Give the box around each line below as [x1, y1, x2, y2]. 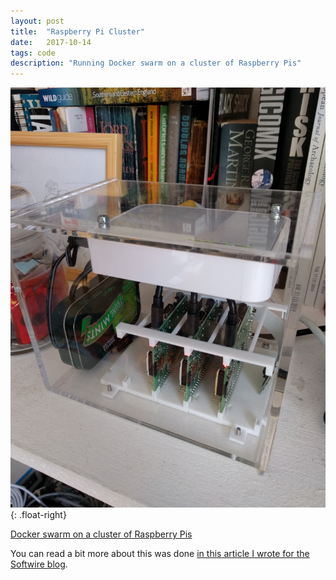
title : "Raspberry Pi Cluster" [10, 26, 145, 37]
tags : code [10, 48, 56, 58]
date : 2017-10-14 [10, 37, 92, 47]
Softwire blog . [10, 558, 68, 570]
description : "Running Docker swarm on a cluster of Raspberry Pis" [10, 58, 302, 69]
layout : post [10, 16, 65, 26]
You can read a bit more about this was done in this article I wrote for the [10, 548, 310, 560]
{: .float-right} [10, 509, 67, 521]
